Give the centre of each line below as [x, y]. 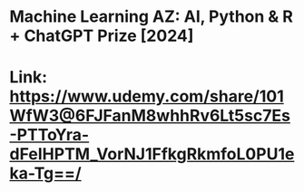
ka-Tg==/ [45, 173]
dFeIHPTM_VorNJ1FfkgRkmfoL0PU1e [152, 154]
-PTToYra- [49, 135]
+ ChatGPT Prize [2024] [102, 36]
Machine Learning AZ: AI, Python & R [151, 17]
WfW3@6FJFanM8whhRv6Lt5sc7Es [150, 116]
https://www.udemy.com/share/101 [147, 96]
